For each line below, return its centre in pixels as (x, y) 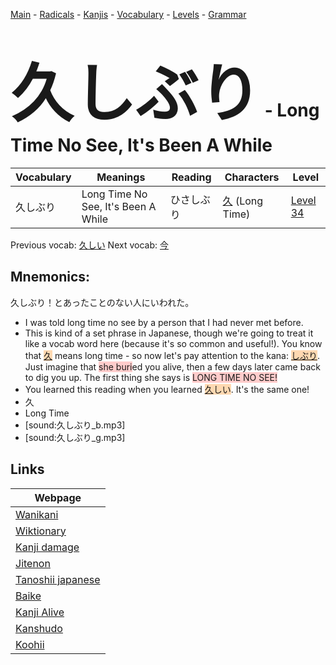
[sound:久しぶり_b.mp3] (75, 425)
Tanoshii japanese (58, 579)
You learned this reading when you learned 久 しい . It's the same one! (167, 389)
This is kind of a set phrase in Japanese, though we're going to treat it (169, 333)
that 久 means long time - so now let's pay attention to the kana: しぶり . (172, 355)
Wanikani (37, 514)
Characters (252, 177)
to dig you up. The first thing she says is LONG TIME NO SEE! (151, 377)
